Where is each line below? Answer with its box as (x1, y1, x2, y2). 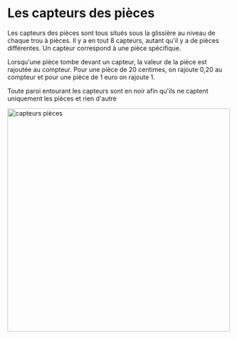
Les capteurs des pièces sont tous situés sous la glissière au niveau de (7, 29, 216, 37)
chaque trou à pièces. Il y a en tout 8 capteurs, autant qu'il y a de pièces (7, 36, 219, 44)
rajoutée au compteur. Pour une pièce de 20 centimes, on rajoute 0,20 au (7, 65, 223, 74)
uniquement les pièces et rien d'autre (7, 94, 117, 103)
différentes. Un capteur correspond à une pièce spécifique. (7, 44, 181, 52)
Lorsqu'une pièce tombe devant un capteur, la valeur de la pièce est (7, 57, 207, 66)
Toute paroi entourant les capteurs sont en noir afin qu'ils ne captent (7, 86, 209, 95)
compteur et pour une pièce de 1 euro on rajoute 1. (7, 73, 155, 81)
